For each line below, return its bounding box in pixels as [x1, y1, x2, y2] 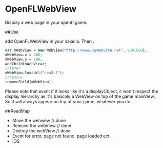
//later [5, 66, 21, 71]
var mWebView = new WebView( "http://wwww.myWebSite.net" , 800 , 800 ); [5, 48, 147, 53]
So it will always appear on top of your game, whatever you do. [5, 98, 132, 104]
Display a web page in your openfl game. [5, 19, 88, 25]
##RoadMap [5, 108, 30, 114]
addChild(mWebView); [5, 61, 47, 66]
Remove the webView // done [12, 123, 72, 129]
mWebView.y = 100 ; [5, 57, 42, 62]
